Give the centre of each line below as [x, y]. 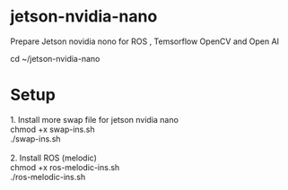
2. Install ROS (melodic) [54, 158]
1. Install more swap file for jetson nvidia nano [94, 119]
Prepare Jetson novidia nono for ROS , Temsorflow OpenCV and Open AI [145, 41]
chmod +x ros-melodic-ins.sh [65, 167]
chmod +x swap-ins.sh [52, 129]
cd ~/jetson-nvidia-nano [55, 58]
